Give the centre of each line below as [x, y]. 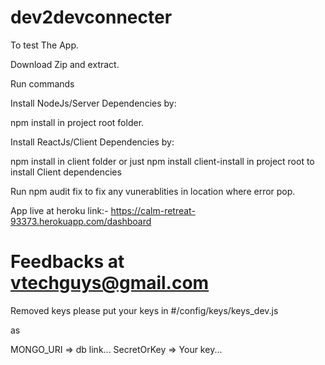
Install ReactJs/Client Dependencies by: [92, 142]
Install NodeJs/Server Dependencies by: [93, 103]
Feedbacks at [67, 262]
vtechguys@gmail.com [110, 283]
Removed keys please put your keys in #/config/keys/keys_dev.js [144, 310]
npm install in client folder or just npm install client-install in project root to [162, 161]
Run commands [42, 83]
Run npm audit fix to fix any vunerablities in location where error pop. [153, 191]
